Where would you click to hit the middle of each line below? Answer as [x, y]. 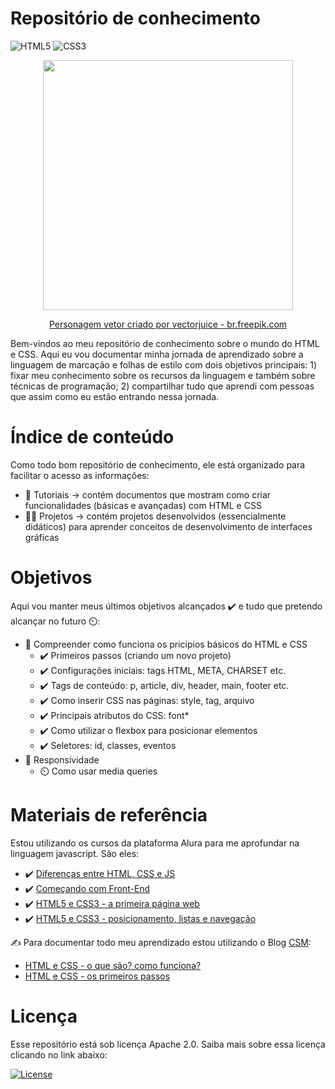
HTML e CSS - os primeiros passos [97, 976]
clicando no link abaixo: [59, 1054]
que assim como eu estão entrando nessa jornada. [115, 396]
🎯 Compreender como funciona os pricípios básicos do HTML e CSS [166, 644]
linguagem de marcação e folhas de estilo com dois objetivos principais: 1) [164, 364]
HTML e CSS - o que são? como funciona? [113, 965]
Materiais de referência [109, 815]
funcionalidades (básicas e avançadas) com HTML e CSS [143, 505]
